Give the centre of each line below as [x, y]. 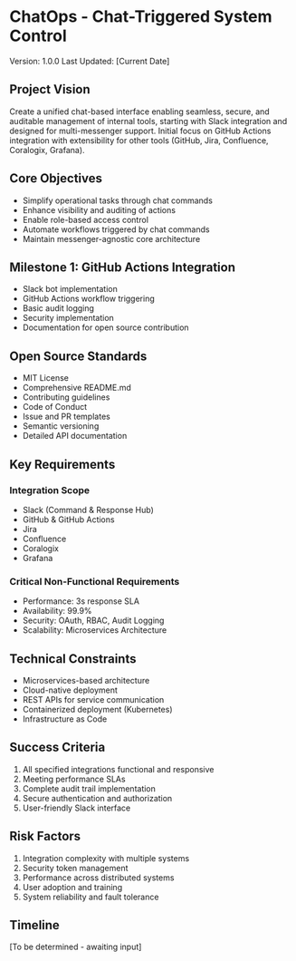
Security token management [75, 868]
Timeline [35, 925]
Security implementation [68, 318]
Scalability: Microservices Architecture [95, 630]
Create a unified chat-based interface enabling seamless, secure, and [139, 112]
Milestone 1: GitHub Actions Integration [122, 267]
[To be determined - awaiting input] [76, 947]
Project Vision [50, 89]
